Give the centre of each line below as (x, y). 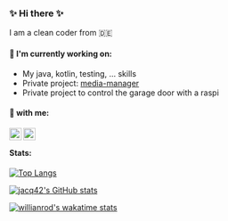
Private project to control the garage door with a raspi (121, 93)
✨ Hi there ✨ (37, 13)
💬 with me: (29, 113)
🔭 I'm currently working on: (61, 53)
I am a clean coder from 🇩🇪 (61, 33)
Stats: (21, 153)
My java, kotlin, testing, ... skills (79, 73)
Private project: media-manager (81, 83)
